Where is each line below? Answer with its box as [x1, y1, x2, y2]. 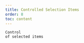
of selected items [5, 34, 43, 40]
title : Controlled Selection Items [5, 7, 79, 12]
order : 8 [5, 12, 23, 17]
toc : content [5, 16, 32, 21]
